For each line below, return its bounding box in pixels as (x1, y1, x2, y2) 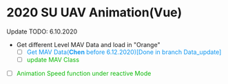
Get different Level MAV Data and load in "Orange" (16, 40, 160, 48)
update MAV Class (26, 56, 80, 64)
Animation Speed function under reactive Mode (16, 70, 152, 78)
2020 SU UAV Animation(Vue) (6, 5, 183, 20)
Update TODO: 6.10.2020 (6, 27, 78, 36)
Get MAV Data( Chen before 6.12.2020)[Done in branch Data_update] (26, 48, 222, 56)
